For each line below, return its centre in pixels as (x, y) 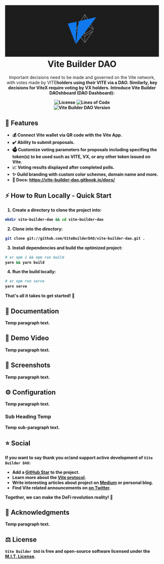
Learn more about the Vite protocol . (49, 477)
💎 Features (22, 123)
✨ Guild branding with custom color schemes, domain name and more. (85, 174)
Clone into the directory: (37, 229)
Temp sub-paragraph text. (32, 427)
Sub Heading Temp (28, 417)
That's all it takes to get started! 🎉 (40, 296)
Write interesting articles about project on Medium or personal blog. (83, 483)
